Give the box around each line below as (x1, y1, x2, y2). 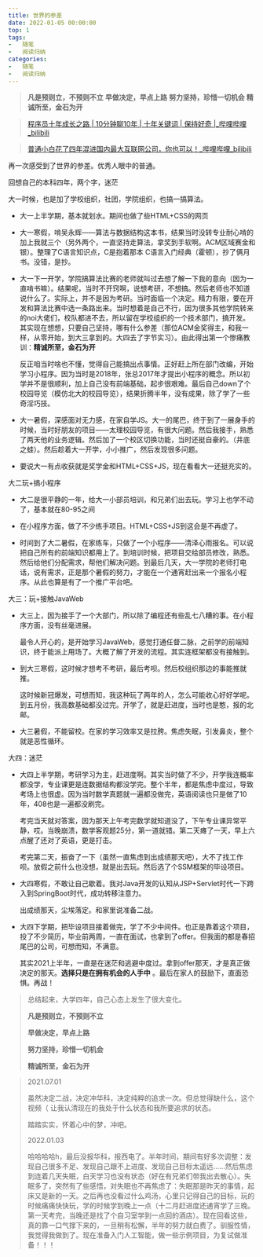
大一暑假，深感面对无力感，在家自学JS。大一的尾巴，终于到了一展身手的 (19, 415, 255, 424)
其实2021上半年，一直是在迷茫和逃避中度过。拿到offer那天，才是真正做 (19, 958, 250, 967)
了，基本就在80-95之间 (19, 504, 96, 514)
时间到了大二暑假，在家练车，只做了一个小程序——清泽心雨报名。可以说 (19, 537, 254, 547)
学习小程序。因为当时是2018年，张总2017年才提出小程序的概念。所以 (19, 368, 243, 378)
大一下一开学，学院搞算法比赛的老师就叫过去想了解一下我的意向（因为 (19, 273, 247, 283)
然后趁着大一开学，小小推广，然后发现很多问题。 (43, 445, 203, 454)
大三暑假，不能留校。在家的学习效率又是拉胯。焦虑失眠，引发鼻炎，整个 (19, 726, 254, 735)
